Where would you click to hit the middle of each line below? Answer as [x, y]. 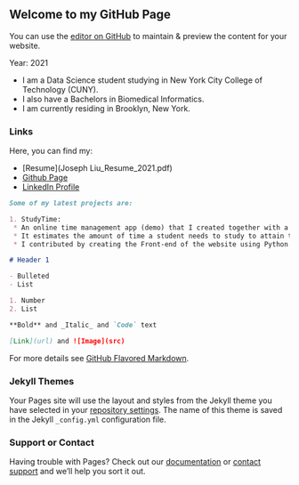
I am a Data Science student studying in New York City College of [142, 80]
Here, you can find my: [51, 151]
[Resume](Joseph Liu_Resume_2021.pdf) [97, 168]
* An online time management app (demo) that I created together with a [151, 227]
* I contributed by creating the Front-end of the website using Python [151, 244]
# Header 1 [29, 260]
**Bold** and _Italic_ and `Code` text [83, 325]
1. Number [28, 301]
